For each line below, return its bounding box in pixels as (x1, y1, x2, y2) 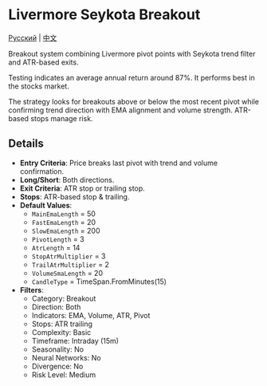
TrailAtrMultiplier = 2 (31, 259, 110, 269)
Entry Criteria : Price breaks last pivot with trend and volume (19, 158, 218, 167)
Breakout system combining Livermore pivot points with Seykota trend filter (8, 49, 256, 58)
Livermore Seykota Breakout (8, 6, 201, 24)
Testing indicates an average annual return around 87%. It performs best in (8, 73, 255, 82)
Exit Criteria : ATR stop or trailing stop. (19, 183, 145, 193)
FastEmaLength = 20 (31, 217, 96, 226)
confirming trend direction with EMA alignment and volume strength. (8, 105, 234, 115)
